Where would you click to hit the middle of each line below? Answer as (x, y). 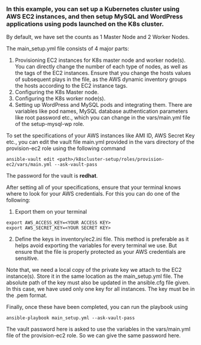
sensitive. (27, 258)
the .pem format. (27, 295)
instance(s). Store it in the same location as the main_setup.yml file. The (95, 276)
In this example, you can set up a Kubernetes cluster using (93, 9)
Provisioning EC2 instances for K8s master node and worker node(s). (100, 60)
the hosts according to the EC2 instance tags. (71, 86)
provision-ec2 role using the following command (66, 148)
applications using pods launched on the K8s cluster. (85, 24)
